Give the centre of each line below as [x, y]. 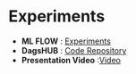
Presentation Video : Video [71, 60]
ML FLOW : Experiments [66, 41]
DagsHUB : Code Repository [74, 50]
